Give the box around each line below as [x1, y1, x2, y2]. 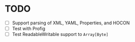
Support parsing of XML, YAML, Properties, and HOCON [12, 20, 130, 26]
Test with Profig [12, 26, 45, 31]
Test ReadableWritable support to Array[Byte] [12, 31, 109, 37]
